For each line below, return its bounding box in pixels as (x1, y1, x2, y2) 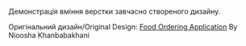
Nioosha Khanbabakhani (8, 31, 90, 40)
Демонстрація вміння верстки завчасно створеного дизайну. (8, 7, 221, 16)
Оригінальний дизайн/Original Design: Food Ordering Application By (8, 22, 238, 31)
